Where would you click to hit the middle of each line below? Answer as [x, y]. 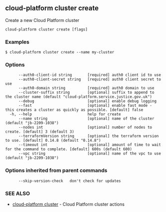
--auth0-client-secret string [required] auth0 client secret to [90, 79]
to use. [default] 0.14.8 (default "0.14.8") [53, 141]
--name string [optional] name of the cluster [86, 119]
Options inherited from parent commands [56, 171]
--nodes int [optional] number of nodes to [85, 127]
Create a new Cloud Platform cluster [42, 20]
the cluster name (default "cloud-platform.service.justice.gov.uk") [79, 97]
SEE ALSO [18, 193]
